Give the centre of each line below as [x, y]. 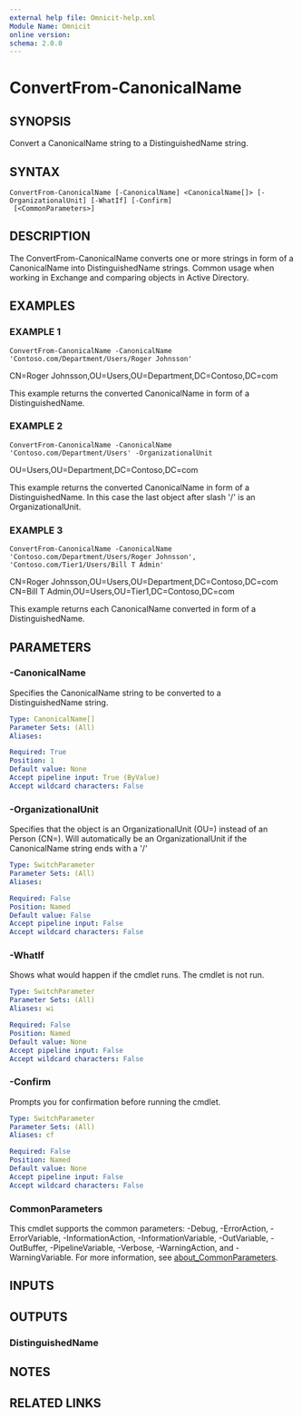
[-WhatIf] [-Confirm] [131, 201]
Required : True [38, 753]
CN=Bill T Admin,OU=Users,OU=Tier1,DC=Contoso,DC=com [122, 592]
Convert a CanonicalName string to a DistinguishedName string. [129, 143]
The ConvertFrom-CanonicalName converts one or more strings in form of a [151, 258]
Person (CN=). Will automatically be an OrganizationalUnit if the [128, 839]
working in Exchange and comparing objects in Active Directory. [129, 277]
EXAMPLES [42, 306]
